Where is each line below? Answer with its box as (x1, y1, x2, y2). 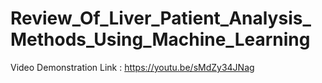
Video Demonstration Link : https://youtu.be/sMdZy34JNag (10, 61, 255, 73)
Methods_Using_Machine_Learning (10, 28, 311, 51)
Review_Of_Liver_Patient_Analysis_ (10, 7, 312, 30)
